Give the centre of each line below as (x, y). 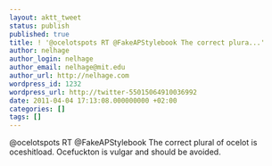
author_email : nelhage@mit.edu (67, 68)
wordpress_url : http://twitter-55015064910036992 (103, 92)
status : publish (39, 26)
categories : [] (37, 109)
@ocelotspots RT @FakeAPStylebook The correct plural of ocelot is (133, 143)
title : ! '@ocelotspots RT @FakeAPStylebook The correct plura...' (137, 42)
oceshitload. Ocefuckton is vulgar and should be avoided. (115, 152)
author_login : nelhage (51, 59)
